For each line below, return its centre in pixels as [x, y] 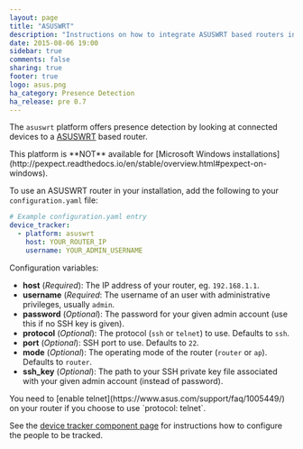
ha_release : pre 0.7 [48, 101]
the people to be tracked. [56, 435]
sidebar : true [36, 51]
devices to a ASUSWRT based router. [78, 137]
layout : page [34, 18]
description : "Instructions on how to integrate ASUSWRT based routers [147, 34]
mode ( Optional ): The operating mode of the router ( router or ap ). [145, 352]
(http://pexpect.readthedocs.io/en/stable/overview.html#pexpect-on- [138, 164]
